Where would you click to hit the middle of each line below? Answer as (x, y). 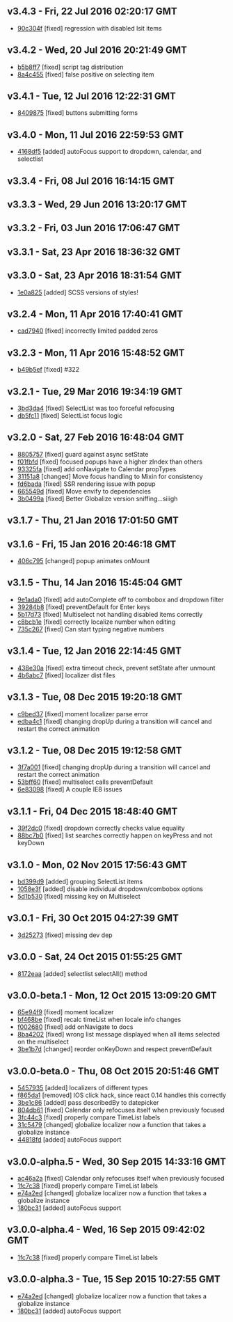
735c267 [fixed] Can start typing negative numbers (91, 629)
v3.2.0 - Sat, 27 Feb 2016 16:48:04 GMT (96, 438)
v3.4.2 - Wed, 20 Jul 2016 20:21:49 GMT (97, 50)
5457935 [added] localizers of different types (82, 1088)
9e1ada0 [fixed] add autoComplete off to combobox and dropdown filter (120, 599)
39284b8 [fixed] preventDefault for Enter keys (84, 607)
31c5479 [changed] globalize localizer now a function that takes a (112, 1125)
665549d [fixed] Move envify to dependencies (84, 491)
